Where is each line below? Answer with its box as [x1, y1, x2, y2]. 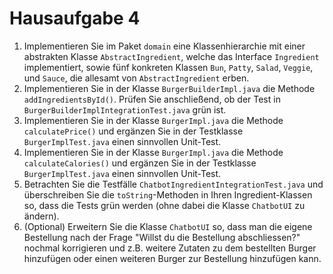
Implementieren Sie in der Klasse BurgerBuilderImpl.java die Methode [23, 82, 316, 94]
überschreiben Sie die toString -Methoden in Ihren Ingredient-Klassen [23, 188, 313, 201]
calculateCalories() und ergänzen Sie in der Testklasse [23, 157, 257, 169]
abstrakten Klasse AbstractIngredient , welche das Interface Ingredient [23, 50, 320, 62]
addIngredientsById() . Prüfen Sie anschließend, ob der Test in [23, 93, 281, 105]
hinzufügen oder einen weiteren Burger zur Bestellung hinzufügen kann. [23, 252, 322, 264]
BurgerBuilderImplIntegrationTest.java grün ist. [23, 103, 227, 116]
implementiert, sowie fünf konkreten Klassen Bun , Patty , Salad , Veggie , [23, 61, 314, 73]
